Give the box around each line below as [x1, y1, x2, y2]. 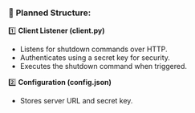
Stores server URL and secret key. [19, 96, 133, 106]
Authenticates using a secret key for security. [19, 53, 171, 63]
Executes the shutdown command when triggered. [19, 62, 187, 71]
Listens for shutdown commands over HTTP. [19, 44, 168, 54]
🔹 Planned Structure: [8, 7, 91, 18]
